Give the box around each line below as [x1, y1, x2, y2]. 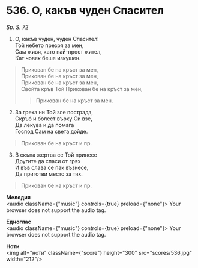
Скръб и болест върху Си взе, [14, 115, 93, 122]
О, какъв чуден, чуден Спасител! [14, 35, 99, 42]
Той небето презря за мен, [14, 42, 84, 49]
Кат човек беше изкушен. [14, 54, 81, 61]
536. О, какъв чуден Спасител [6, 4, 164, 17]
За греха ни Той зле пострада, [14, 108, 93, 116]
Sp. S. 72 [6, 23, 29, 31]
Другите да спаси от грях [14, 157, 81, 164]
